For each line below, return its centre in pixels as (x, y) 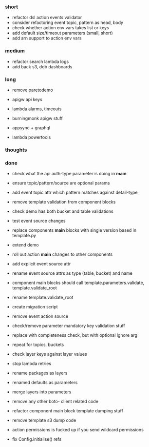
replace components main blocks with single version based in (74, 230)
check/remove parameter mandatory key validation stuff (68, 326)
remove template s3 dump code (44, 420)
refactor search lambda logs (40, 61)
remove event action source (40, 316)
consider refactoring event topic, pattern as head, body (67, 22)
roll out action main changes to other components (62, 254)
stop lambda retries (32, 364)
